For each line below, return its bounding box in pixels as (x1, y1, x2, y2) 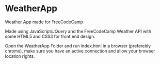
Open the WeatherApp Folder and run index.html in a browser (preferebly (5, 43, 151, 48)
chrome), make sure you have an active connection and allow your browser (5, 48, 155, 54)
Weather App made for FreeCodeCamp (5, 19, 83, 25)
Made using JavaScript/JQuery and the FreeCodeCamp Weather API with (5, 28, 152, 34)
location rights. (5, 53, 35, 59)
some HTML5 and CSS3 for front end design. (5, 33, 96, 39)
